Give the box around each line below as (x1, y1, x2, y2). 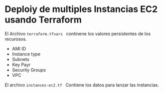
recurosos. (5, 36, 27, 42)
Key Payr (12, 61, 31, 67)
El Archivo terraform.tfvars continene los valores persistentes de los (5, 30, 151, 36)
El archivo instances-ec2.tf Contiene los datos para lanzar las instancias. (5, 81, 159, 88)
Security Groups (12, 66, 46, 73)
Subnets (12, 56, 30, 62)
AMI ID (12, 45, 26, 51)
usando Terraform (5, 14, 82, 25)
